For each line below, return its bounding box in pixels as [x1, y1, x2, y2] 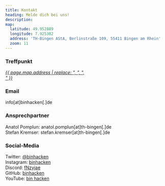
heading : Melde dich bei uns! [5, 12, 70, 17]
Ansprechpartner [5, 112, 50, 119]
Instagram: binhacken [5, 159, 51, 165]
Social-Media [5, 142, 39, 149]
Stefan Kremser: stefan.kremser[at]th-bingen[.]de [5, 129, 110, 135]
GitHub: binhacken [5, 170, 44, 176]
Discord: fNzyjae [5, 164, 41, 171]
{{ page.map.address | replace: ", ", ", [5, 70, 85, 76]
